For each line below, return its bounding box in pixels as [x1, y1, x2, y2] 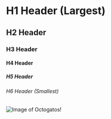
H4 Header [6, 60, 33, 67]
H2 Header [6, 28, 46, 38]
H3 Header [6, 45, 38, 53]
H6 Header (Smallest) [6, 88, 59, 95]
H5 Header [6, 73, 33, 80]
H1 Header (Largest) [6, 4, 106, 18]
